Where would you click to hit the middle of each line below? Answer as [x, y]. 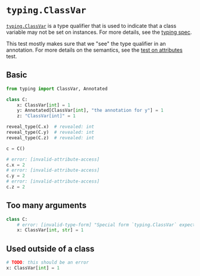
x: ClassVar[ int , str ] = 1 [50, 230]
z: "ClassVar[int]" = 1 [46, 116]
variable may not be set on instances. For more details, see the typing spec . [99, 32]
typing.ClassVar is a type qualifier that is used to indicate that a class [91, 26]
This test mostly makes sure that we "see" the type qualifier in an [86, 43]
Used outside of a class [50, 249]
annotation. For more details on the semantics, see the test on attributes [94, 50]
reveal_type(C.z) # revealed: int [50, 138]
